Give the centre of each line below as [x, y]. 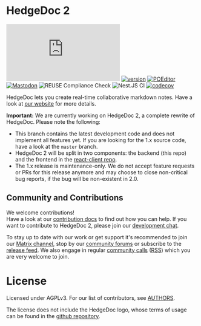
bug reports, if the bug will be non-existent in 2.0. [77, 178]
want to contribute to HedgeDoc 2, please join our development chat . [93, 225]
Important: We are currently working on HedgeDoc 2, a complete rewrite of [100, 115]
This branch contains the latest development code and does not [95, 134]
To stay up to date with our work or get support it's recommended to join [97, 237]
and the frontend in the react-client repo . [66, 159]
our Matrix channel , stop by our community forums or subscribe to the [94, 243]
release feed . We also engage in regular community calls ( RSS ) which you [98, 250]
